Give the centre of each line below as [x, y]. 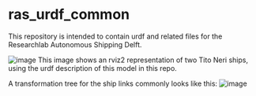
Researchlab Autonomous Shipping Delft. [75, 44]
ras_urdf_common [69, 15]
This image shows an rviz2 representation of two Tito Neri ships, [143, 60]
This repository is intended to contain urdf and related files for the [115, 36]
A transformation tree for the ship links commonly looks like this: [113, 83]
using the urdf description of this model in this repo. [93, 68]
